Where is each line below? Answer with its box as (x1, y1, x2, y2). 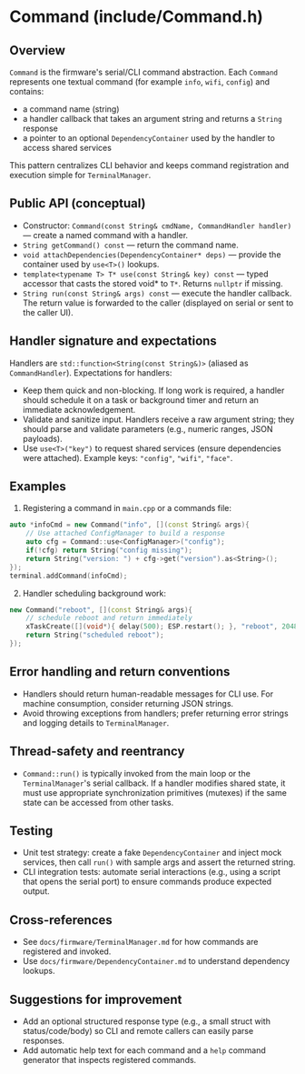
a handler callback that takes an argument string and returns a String (22, 114, 283, 124)
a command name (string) (22, 104, 120, 115)
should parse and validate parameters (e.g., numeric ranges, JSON (22, 423, 273, 434)
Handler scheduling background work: (22, 587, 166, 598)
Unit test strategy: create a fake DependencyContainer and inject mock (22, 848, 282, 858)
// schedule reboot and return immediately (25, 614, 193, 623)
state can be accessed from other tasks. (22, 797, 174, 808)
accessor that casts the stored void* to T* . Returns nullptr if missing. (22, 277, 283, 288)
